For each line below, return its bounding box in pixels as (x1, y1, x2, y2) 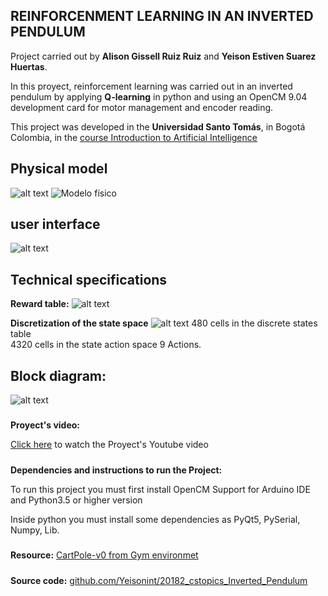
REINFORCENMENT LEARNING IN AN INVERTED (10, 8, 314, 25)
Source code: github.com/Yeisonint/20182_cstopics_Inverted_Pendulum (10, 574, 308, 586)
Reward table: (10, 298, 70, 310)
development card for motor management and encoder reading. (10, 101, 274, 113)
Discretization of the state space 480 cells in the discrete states (10, 317, 318, 329)
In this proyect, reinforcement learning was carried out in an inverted (10, 80, 293, 92)
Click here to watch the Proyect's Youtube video (10, 439, 209, 451)
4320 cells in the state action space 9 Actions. (10, 339, 202, 351)
